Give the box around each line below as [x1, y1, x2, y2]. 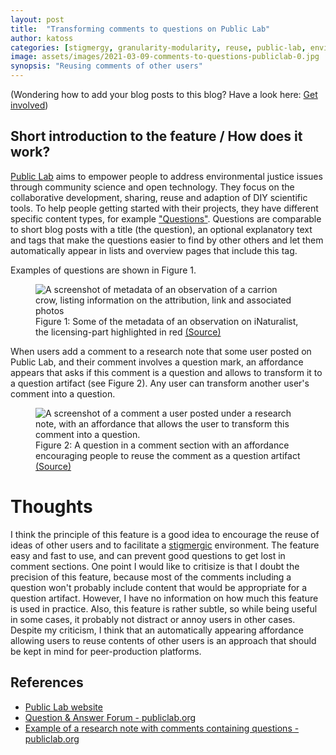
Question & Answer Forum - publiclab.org [24, 711, 197, 723]
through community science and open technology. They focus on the [10, 181, 295, 193]
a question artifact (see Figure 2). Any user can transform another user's [10, 377, 310, 389]
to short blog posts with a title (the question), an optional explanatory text [10, 223, 313, 235]
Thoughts [10, 496, 93, 518]
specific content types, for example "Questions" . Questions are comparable [10, 212, 322, 225]
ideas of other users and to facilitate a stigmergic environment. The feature [10, 539, 320, 551]
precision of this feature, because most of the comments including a [10, 571, 292, 583]
